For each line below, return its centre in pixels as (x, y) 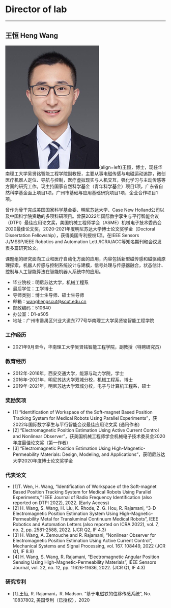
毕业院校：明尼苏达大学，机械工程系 (51, 282)
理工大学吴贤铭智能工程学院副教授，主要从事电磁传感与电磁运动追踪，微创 (88, 173)
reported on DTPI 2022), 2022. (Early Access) (61, 503)
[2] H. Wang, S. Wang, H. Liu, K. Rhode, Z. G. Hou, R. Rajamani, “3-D (84, 508)
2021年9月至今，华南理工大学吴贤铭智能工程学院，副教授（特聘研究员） (88, 347)
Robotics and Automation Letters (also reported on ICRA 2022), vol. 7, (86, 524)
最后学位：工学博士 (33, 288)
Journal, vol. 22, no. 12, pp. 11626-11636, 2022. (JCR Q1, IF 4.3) (79, 567)
